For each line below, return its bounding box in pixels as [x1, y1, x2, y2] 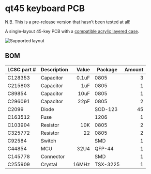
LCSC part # [7, 66, 36, 73]
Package [97, 66, 118, 73]
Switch [40, 137, 57, 144]
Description [40, 66, 69, 73]
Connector [40, 153, 65, 160]
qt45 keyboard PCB [5, 3, 85, 14]
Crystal [40, 161, 57, 168]
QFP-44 [94, 145, 114, 152]
